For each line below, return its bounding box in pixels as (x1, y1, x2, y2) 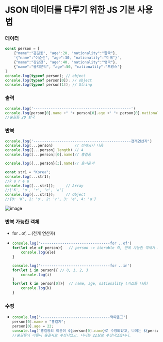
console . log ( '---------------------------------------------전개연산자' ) (5, 139, 152, 143)
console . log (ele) (21, 250, 56, 255)
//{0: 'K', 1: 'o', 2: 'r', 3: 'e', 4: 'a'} (5, 197, 97, 202)
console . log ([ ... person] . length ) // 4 (5, 148, 83, 153)
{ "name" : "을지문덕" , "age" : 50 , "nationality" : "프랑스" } (14, 64, 122, 69)
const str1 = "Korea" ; (5, 170, 51, 174)
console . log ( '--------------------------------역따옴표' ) (12, 315, 128, 320)
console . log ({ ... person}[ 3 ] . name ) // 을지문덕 (5, 161, 95, 166)
